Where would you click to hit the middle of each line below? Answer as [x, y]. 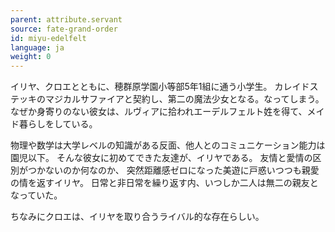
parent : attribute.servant [66, 19]
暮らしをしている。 [58, 124]
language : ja [37, 47]
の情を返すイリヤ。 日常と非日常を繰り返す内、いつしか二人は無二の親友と [164, 183]
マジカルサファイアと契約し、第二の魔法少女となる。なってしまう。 [184, 99]
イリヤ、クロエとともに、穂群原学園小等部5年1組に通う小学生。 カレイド [160, 87]
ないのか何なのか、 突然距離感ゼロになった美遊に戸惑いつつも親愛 [182, 170]
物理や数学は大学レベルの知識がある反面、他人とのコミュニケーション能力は [168, 145]
